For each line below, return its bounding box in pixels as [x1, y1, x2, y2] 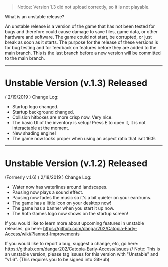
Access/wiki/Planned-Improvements [5, 231, 80, 237]
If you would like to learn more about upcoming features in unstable [5, 220, 144, 226]
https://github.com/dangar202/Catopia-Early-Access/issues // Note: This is [5, 246, 160, 252]
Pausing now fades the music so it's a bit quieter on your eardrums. [12, 194, 152, 200]
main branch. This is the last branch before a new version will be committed [5, 50, 161, 56]
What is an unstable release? [5, 14, 65, 19]
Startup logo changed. [12, 103, 59, 109]
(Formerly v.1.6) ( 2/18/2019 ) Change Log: [5, 174, 92, 180]
